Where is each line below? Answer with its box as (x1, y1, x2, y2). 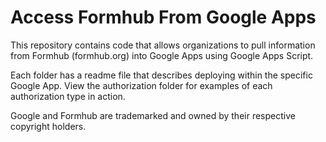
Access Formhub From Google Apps (10, 6, 317, 29)
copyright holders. (10, 120, 87, 132)
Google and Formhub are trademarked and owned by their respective (10, 109, 296, 121)
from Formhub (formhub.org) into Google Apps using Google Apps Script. (10, 49, 314, 61)
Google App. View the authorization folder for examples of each (10, 79, 273, 91)
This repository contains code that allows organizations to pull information (10, 39, 316, 51)
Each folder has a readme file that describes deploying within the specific (10, 69, 313, 81)
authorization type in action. (10, 90, 126, 102)
